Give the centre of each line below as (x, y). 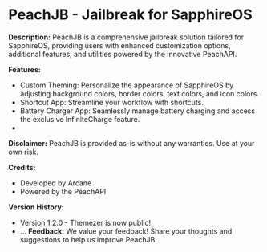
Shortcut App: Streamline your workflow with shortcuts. (112, 102)
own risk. (23, 152)
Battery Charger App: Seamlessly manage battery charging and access (137, 111)
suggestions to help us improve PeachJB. (89, 239)
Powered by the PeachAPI (63, 191)
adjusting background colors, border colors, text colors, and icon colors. (139, 93)
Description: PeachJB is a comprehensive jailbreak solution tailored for (126, 37)
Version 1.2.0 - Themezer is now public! (85, 222)
